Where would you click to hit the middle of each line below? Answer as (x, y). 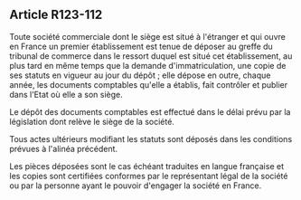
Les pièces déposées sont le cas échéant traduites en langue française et (147, 166)
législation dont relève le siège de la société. (92, 121)
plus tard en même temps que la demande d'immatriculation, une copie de (148, 65)
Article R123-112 (56, 15)
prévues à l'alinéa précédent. (64, 148)
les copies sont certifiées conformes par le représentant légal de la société (149, 176)
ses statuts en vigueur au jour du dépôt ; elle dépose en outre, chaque (140, 75)
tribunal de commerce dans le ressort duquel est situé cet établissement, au (151, 56)
